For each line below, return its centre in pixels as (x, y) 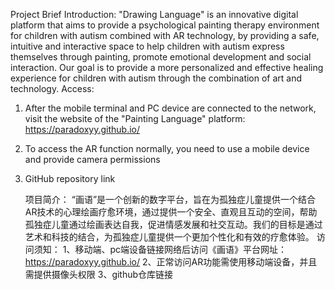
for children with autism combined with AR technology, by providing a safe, (165, 35)
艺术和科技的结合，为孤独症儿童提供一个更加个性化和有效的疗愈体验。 (169, 237)
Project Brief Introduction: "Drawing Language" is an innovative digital (154, 14)
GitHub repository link (70, 178)
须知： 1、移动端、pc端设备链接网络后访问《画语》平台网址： (160, 249)
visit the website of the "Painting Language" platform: (135, 118)
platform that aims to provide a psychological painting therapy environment (165, 25)
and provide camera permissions (92, 159)
